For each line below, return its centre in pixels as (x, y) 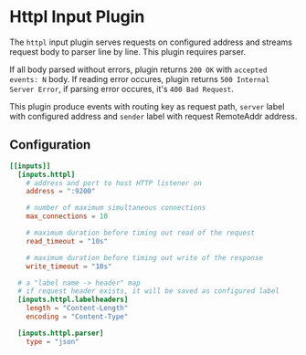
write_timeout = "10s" (69, 266)
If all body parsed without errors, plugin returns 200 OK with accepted (138, 69)
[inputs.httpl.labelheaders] (73, 300)
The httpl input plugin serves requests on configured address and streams (151, 42)
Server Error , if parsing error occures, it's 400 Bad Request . (122, 89)
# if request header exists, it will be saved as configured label (149, 291)
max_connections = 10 (67, 216)
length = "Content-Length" (77, 308)
